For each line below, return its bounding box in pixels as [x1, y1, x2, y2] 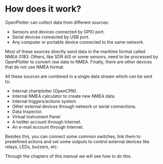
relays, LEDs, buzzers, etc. [5, 144, 58, 149]
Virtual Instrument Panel [12, 114, 61, 119]
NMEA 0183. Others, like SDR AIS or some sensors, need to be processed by [5, 53, 158, 59]
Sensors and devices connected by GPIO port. [12, 29, 105, 34]
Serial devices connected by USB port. [12, 34, 90, 40]
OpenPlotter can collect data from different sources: [5, 19, 109, 25]
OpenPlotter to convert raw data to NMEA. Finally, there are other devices [5, 59, 152, 65]
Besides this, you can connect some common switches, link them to [5, 133, 141, 139]
